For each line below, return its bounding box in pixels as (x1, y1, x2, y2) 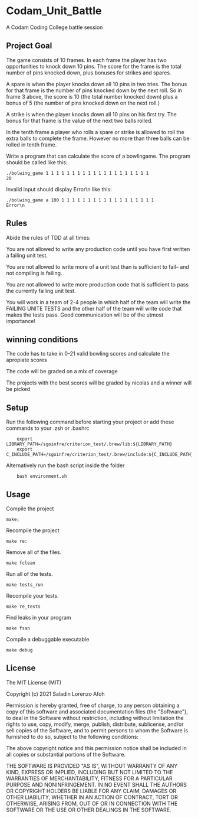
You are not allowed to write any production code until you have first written (6, 245, 190, 252)
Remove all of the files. (6, 549, 62, 556)
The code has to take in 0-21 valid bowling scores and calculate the (6, 350, 170, 357)
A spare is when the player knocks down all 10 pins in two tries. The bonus (6, 80, 187, 87)
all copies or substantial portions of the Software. (6, 751, 126, 758)
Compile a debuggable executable (6, 636, 90, 643)
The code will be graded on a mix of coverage (6, 368, 118, 375)
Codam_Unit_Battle (6, 4, 102, 18)
